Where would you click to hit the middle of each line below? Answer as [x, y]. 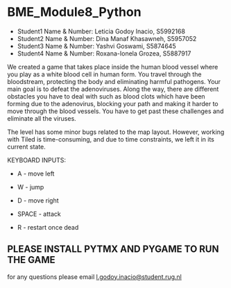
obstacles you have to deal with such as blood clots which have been [106, 96]
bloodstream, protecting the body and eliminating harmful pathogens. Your [114, 81]
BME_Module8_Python [74, 12]
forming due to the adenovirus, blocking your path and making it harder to [113, 103]
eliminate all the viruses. [42, 118]
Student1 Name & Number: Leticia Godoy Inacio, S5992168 [101, 31]
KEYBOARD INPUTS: [37, 160]
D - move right [38, 200]
